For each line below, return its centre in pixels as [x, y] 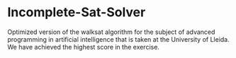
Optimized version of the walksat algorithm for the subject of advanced [111, 32]
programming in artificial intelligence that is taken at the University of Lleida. [118, 39]
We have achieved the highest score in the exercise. [83, 47]
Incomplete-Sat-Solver [77, 12]
